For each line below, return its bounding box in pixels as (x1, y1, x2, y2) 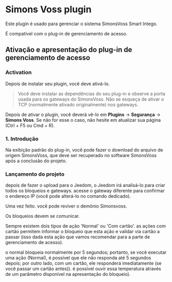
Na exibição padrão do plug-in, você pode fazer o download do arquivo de (5, 146, 163, 153)
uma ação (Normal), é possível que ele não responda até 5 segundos (5, 255, 151, 261)
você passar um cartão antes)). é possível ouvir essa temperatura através (5, 266, 162, 272)
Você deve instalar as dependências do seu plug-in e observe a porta (17, 90, 166, 97)
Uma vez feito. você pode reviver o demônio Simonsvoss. (5, 203, 127, 209)
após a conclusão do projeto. (5, 158, 67, 164)
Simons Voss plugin (5, 4, 92, 15)
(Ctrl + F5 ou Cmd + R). (5, 122, 55, 128)
